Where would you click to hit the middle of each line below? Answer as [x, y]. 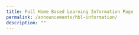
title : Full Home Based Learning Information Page [70, 12]
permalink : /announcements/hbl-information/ [62, 17]
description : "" [26, 23]
